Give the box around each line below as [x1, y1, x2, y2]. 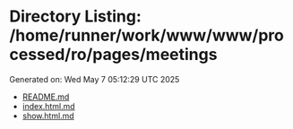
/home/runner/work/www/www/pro [9, 25, 284, 46]
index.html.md [22, 100, 75, 111]
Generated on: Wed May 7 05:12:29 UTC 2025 [9, 73, 180, 84]
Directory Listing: [9, 6, 142, 27]
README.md [22, 91, 70, 102]
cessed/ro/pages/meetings [9, 45, 218, 64]
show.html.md [22, 110, 74, 121]
